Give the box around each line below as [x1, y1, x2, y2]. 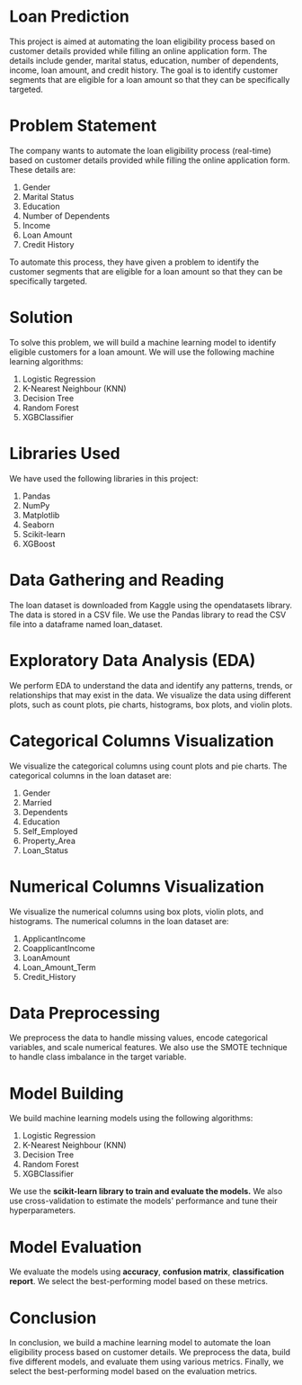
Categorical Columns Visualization [9, 731, 274, 751]
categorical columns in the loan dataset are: [9, 769, 173, 780]
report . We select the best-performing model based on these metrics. [9, 1276, 268, 1287]
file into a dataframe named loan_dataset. [9, 618, 164, 629]
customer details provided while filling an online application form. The [9, 45, 268, 56]
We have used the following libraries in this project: [9, 472, 199, 483]
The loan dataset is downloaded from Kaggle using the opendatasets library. [9, 599, 293, 610]
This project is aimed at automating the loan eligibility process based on [9, 36, 276, 47]
